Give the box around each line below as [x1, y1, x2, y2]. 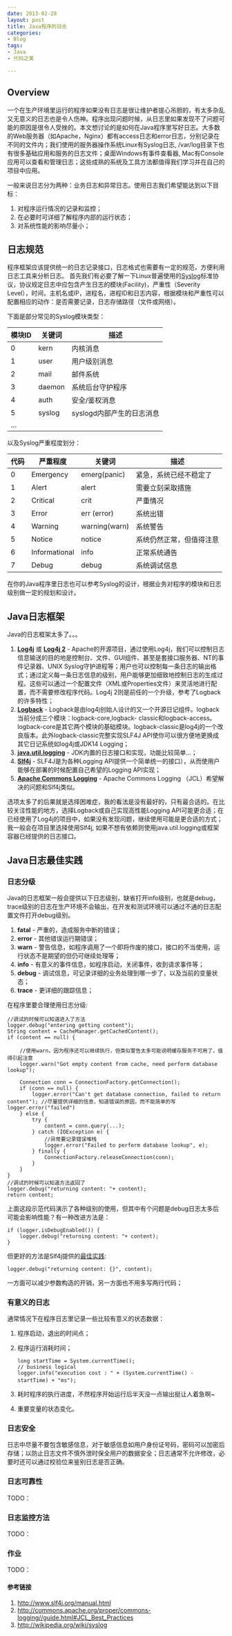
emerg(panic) [81, 470, 126, 480]
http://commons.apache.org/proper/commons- [17, 1606, 151, 1614]
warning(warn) [81, 522, 130, 532]
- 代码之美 [7, 55, 35, 62]
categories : [7, 29, 41, 37]
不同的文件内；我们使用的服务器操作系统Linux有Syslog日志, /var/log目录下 [7, 140, 219, 148]
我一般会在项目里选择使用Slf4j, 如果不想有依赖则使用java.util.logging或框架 [7, 824, 220, 832]
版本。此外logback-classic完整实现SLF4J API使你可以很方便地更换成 [23, 731, 220, 739]
